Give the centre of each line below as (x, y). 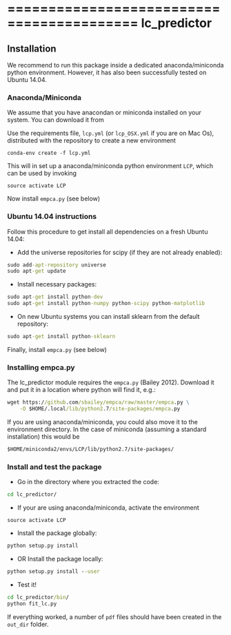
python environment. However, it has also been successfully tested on (107, 72)
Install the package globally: (57, 533)
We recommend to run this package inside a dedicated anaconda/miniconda (115, 65)
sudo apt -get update (37, 271)
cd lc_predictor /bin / (38, 597)
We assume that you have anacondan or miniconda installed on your (104, 113)
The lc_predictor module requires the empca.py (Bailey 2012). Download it (111, 382)
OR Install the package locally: (60, 559)
